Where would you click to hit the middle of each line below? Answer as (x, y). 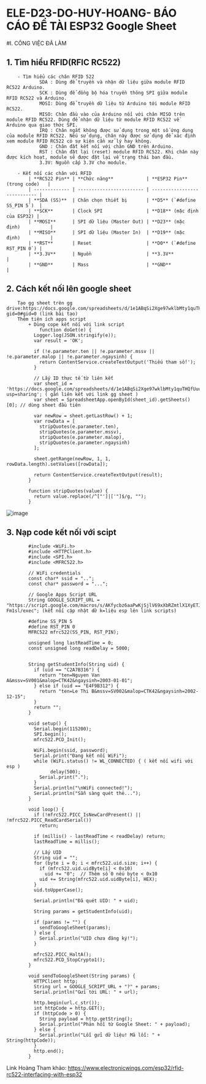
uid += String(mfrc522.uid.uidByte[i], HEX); (98, 880)
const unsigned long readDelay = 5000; (79, 648)
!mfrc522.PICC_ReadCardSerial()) (49, 820)
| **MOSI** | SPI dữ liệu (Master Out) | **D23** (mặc (107, 222)
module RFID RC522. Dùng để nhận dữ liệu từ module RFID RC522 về (93, 120)
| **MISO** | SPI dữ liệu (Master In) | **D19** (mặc (107, 232)
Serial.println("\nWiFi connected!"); (83, 788)
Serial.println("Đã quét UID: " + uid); (86, 901)
